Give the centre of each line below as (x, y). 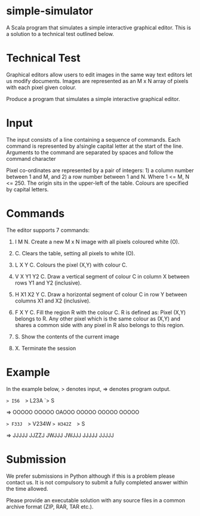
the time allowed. (27, 488)
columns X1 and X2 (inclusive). (53, 301)
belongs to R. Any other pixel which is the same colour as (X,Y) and (98, 319)
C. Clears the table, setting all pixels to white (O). (75, 253)
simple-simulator (50, 11)
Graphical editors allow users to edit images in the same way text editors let (99, 74)
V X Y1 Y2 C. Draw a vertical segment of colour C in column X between (102, 276)
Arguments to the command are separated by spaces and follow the (90, 152)
